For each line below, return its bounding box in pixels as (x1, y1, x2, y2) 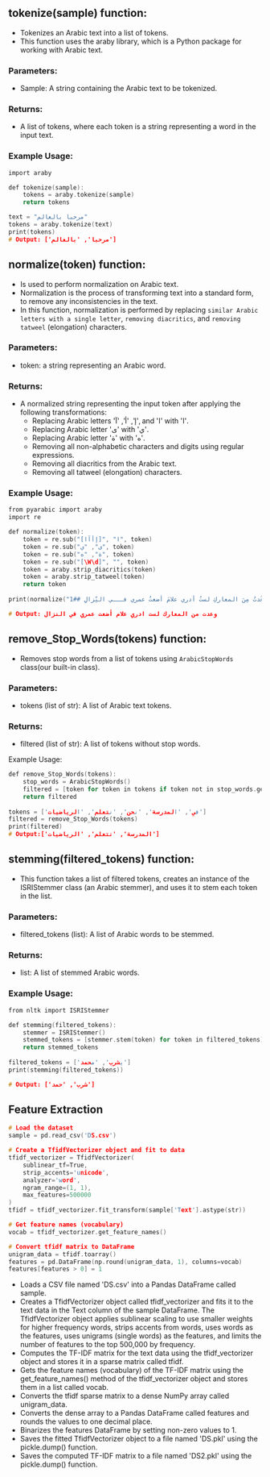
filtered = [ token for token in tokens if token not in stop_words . (22, 785, 257, 793)
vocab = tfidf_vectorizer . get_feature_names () (8, 1228, 167, 1236)
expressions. (31, 451, 75, 460)
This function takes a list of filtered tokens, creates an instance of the (19, 874, 250, 884)
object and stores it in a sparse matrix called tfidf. (19, 1357, 184, 1367)
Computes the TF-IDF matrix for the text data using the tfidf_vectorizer (19, 1348, 254, 1358)
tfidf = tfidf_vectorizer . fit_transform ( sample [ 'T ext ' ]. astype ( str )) (8, 1206, 247, 1214)
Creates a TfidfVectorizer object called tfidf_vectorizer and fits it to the (19, 1297, 254, 1307)
